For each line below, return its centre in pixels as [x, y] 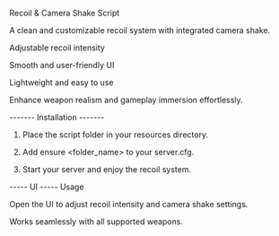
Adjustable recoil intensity [57, 48]
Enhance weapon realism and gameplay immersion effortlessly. [126, 100]
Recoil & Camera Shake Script [65, 13]
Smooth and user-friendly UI [62, 65]
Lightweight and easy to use [61, 83]
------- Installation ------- [57, 117]
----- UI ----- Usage [47, 187]
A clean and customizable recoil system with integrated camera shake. [140, 30]
